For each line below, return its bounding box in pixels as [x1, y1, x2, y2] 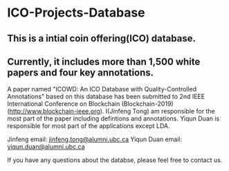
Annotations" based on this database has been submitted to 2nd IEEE [7, 92, 205, 101]
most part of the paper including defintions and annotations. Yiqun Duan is [7, 114, 220, 123]
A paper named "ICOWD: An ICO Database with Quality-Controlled [7, 85, 197, 93]
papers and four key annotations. [7, 66, 154, 78]
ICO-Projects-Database [7, 5, 145, 21]
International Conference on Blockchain [7, 100, 120, 108]
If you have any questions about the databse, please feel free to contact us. [7, 156, 223, 164]
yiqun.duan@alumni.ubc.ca [7, 143, 85, 151]
